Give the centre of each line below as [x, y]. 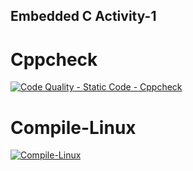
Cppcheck [54, 59]
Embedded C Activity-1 [83, 16]
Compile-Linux [73, 127]
